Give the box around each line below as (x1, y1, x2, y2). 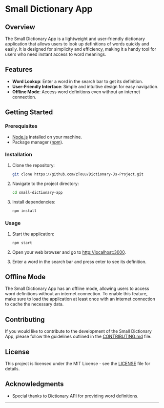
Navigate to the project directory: (12, 181, 79, 186)
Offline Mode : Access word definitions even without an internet (12, 89, 141, 95)
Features (5, 65, 33, 74)
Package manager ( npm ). (12, 139, 63, 145)
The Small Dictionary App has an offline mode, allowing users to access (5, 286, 149, 291)
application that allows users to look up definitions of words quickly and (5, 41, 149, 47)
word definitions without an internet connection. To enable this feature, (5, 291, 148, 297)
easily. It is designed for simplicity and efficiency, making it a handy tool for (5, 46, 157, 52)
